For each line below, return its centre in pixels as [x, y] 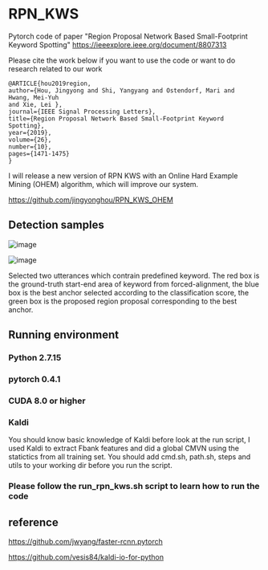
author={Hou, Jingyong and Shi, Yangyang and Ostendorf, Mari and [122, 90]
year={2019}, [30, 132]
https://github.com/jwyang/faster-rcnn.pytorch [85, 541]
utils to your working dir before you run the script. [90, 466]
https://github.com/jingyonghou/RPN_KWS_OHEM [91, 199]
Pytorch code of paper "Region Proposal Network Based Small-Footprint [128, 36]
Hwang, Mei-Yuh [34, 97]
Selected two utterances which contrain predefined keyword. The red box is [134, 275]
